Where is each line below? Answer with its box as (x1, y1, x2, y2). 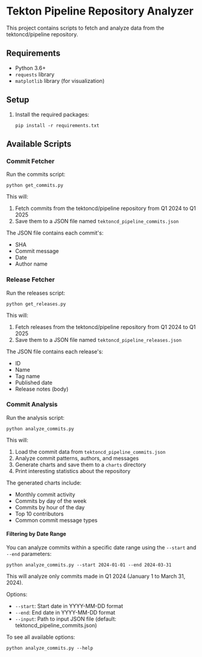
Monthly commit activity (15, 491, 76, 498)
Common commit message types (15, 516, 98, 524)
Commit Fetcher (6, 157, 55, 165)
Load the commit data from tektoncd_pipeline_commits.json (15, 448, 166, 455)
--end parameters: (6, 551, 52, 558)
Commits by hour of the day (15, 503, 85, 511)
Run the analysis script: (6, 414, 65, 421)
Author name (15, 260, 48, 267)
